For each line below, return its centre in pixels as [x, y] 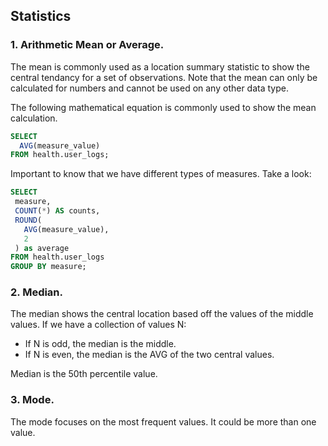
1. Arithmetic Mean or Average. [87, 45]
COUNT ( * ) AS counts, [57, 211]
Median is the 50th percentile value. [84, 374]
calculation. [34, 118]
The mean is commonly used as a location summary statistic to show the [160, 66]
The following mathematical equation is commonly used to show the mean [163, 107]
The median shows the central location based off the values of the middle [162, 314]
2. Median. [37, 292]
